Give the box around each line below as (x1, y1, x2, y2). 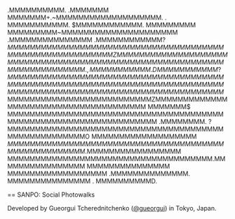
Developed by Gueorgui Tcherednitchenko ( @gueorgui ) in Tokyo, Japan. (7, 204, 217, 212)
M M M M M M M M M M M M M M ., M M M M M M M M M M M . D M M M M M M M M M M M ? (7, 66, 222, 73)
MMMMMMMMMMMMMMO (7, 132, 90, 141)
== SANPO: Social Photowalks (7, 190, 95, 199)
